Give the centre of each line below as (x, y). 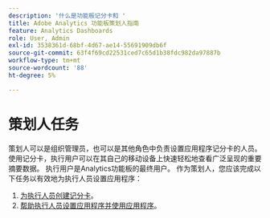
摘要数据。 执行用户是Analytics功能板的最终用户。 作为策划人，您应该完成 (131, 168)
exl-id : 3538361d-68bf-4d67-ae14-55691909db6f (88, 46)
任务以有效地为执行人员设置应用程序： (78, 178)
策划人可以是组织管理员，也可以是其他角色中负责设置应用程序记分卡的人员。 (135, 148)
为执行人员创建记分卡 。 (59, 195)
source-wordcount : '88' (48, 68)
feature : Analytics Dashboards (61, 30)
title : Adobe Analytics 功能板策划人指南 (74, 23)
